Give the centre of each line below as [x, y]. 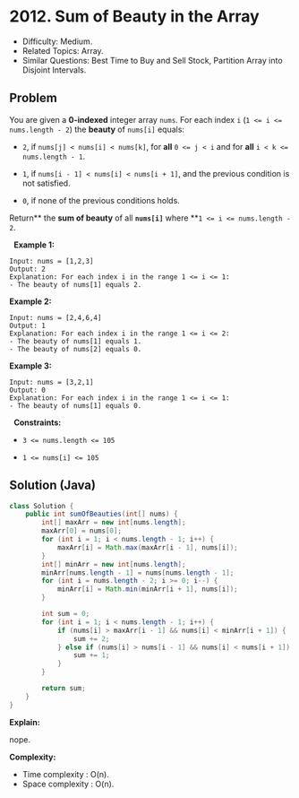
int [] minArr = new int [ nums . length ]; [114, 564]
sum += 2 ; [91, 638]
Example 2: [30, 301]
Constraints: [37, 422]
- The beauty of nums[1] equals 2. [76, 284]
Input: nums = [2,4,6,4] [56, 317]
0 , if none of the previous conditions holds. [101, 200]
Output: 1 [28, 325]
